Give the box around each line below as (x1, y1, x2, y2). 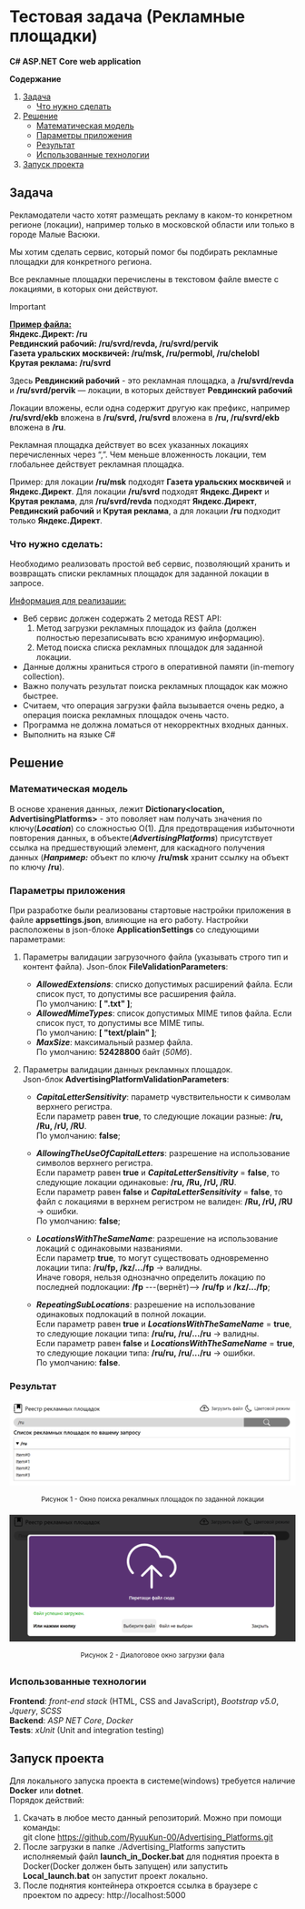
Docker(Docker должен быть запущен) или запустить (22, 1860, 229, 1872)
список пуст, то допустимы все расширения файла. (35, 989, 237, 1000)
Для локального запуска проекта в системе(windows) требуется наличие (9, 1775, 296, 1786)
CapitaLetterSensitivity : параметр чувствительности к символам (35, 1092, 291, 1102)
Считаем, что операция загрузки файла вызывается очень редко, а (22, 700, 285, 711)
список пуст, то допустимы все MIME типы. (35, 1018, 205, 1029)
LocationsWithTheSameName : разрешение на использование (35, 1234, 279, 1244)
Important (9, 300, 46, 311)
